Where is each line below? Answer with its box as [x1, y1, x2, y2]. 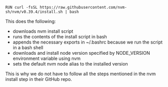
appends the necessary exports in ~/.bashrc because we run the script [12, 39, 163, 45]
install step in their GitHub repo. [5, 76, 72, 82]
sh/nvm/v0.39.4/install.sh [5, 9, 63, 14]
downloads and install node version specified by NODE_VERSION [12, 50, 150, 56]
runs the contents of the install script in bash [12, 34, 108, 39]
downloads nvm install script [12, 28, 73, 34]
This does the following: [5, 18, 56, 24]
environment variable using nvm [12, 55, 81, 61]
